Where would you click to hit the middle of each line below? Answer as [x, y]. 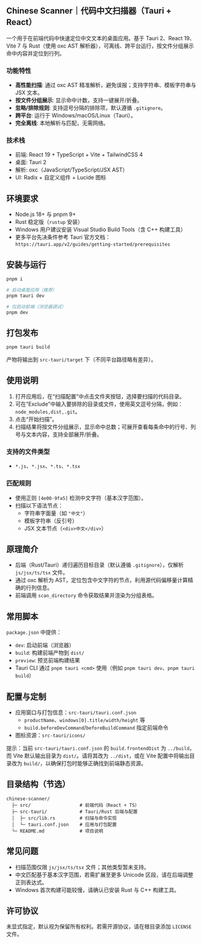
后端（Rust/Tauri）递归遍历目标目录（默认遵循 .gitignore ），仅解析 [99, 565]
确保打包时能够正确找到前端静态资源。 [99, 763]
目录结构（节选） [38, 785]
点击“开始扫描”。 [36, 419]
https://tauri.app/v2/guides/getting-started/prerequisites [93, 245]
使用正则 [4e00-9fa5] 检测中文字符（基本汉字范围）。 [81, 498]
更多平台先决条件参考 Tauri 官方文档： [63, 237]
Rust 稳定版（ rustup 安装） [49, 222]
